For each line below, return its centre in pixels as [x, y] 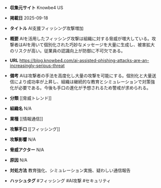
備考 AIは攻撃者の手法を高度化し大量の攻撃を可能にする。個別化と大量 [81, 76]
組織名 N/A [20, 108]
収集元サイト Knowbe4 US [36, 8]
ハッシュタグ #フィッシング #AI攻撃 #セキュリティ [60, 181]
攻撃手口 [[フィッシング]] [35, 129]
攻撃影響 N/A [23, 139]
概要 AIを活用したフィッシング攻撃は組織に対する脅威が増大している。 [81, 39]
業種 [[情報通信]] [26, 119]
